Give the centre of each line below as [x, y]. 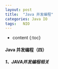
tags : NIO [17, 24]
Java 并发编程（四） [26, 50]
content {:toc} [27, 38]
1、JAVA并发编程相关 [27, 62]
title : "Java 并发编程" [29, 14]
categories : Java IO [27, 19]
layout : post [19, 10]
